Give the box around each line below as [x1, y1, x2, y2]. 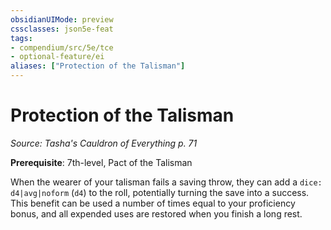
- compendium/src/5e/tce [10, 42, 114, 53]
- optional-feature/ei [10, 52, 105, 62]
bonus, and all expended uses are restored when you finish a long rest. [10, 207, 303, 220]
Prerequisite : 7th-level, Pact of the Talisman [10, 156, 193, 168]
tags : [10, 33, 33, 43]
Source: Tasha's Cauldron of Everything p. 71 [10, 137, 198, 149]
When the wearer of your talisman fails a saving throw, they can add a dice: [10, 176, 323, 188]
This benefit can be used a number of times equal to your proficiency [10, 197, 296, 209]
